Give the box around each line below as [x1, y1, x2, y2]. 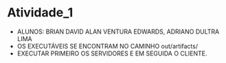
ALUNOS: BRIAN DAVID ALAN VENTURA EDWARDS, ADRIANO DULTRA [16, 27, 220, 36]
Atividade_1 [7, 5, 74, 21]
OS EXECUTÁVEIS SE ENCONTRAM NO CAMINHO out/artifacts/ [16, 42, 198, 50]
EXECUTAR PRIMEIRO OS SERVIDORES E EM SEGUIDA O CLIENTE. [16, 49, 207, 58]
